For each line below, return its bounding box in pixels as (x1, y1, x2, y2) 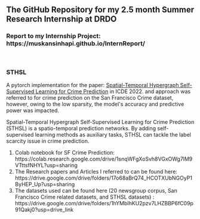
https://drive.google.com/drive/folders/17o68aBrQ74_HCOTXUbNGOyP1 (14, 174, 193, 181)
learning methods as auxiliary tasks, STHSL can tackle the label (35, 131, 191, 138)
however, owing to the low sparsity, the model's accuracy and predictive (6, 100, 184, 107)
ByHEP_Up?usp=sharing (14, 180, 75, 187)
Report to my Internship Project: (6, 32, 101, 41)
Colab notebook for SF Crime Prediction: (14, 149, 115, 156)
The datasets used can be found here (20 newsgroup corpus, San (14, 187, 177, 194)
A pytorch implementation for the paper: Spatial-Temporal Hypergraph (6, 81, 179, 88)
